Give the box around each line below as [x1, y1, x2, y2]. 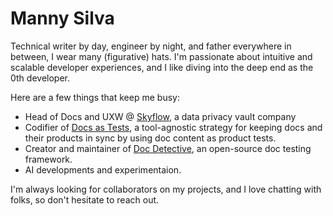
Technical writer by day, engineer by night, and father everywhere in [10, 40, 292, 52]
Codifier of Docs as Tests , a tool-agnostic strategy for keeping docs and [24, 121, 323, 133]
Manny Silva [10, 7, 115, 30]
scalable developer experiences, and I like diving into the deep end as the [10, 61, 314, 73]
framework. [24, 153, 73, 165]
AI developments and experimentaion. [24, 163, 182, 176]
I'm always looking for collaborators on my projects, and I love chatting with [10, 183, 322, 195]
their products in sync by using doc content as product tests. [24, 132, 277, 144]
